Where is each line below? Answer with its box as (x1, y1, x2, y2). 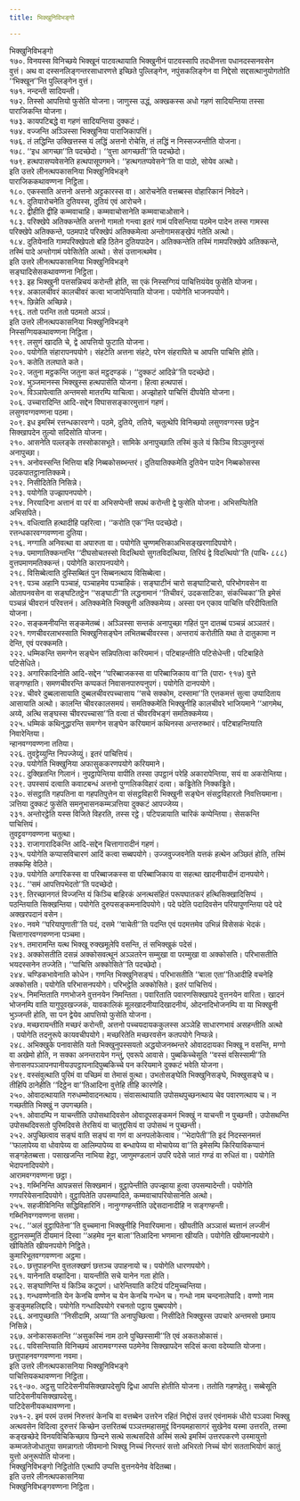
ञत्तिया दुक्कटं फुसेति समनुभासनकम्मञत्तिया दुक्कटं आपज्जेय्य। (9, 798, 184, 809)
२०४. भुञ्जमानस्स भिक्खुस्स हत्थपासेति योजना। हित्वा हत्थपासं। (9, 377, 189, 387)
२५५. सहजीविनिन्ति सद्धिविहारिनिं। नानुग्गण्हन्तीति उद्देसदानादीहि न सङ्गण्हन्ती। (9, 1199, 230, 1210)
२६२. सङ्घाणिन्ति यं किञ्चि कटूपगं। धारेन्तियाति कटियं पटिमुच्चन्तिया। (9, 1280, 207, 1290)
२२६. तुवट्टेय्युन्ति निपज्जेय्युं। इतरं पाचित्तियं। (9, 748, 134, 759)
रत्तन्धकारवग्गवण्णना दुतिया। (9, 527, 88, 538)
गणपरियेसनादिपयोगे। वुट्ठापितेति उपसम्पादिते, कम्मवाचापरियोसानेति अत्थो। (9, 1190, 214, 1200)
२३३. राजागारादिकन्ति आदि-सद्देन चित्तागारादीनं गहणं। (9, 838, 160, 849)
